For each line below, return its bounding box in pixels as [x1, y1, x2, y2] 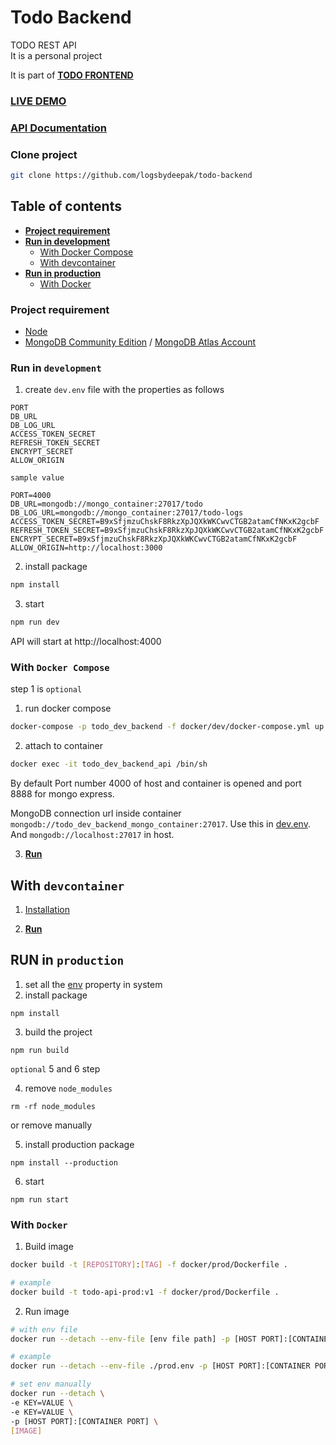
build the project [24, 1026, 93, 1038]
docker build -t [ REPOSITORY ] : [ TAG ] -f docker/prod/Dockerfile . [10, 1260, 288, 1270]
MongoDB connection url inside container [10, 807, 182, 820]
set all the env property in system [24, 978, 163, 990]
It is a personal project [10, 49, 103, 61]
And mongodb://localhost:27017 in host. [10, 829, 175, 841]
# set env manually [10, 1379, 92, 1390]
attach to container [24, 740, 104, 752]
